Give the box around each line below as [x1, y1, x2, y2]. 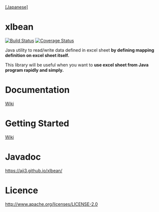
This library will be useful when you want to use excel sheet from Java [5, 61, 149, 68]
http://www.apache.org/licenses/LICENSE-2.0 [5, 201, 98, 207]
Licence [5, 184, 38, 196]
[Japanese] [5, 4, 28, 10]
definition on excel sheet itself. [5, 52, 70, 58]
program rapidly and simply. [5, 67, 64, 73]
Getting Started [5, 118, 70, 129]
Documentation [5, 85, 70, 95]
